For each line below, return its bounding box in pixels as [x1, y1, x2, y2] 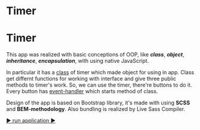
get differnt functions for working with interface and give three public [6, 75, 177, 83]
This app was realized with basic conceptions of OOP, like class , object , [6, 51, 185, 58]
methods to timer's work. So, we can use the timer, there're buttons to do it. [6, 81, 192, 88]
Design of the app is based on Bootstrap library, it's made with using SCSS [6, 99, 190, 106]
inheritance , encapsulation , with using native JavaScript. [6, 58, 149, 65]
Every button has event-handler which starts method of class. [6, 88, 158, 95]
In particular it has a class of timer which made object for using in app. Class [6, 69, 195, 76]
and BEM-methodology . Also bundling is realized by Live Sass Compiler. [6, 106, 186, 113]
